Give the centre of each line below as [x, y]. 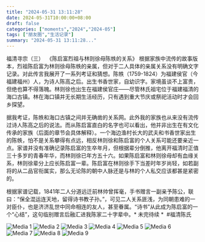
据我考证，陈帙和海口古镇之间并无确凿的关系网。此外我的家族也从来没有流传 [103, 117]
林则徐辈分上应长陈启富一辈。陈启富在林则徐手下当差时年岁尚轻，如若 [105, 163]
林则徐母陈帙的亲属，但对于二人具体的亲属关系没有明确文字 [124, 66]
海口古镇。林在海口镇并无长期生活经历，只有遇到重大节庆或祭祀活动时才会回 [103, 97]
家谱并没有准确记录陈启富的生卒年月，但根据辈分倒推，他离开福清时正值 [108, 148]
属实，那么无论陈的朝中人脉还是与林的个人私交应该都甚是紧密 [121, 171]
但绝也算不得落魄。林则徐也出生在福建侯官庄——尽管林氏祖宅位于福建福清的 [103, 89]
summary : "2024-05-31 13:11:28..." [52, 40]
